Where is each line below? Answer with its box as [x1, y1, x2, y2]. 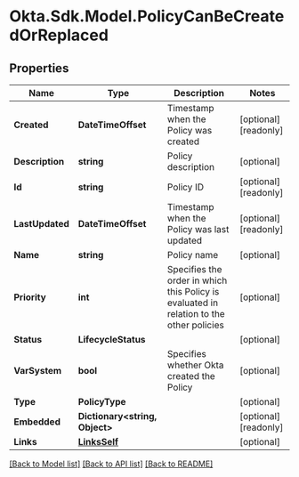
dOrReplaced [9, 25, 109, 45]
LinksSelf [77, 436, 118, 448]
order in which [167, 274, 228, 287]
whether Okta [167, 359, 224, 371]
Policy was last [167, 223, 230, 235]
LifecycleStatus [77, 334, 146, 345]
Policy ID [167, 181, 205, 193]
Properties [9, 61, 69, 76]
